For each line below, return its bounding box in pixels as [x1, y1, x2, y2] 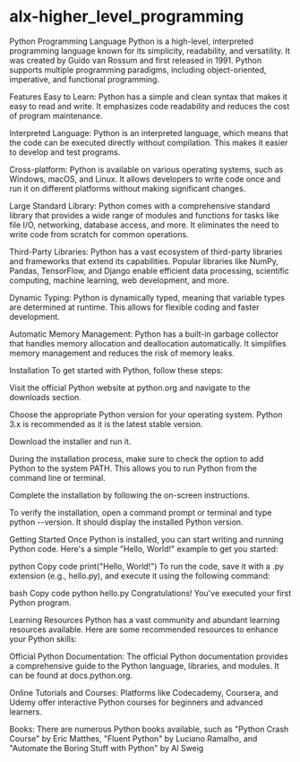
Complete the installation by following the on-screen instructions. [9, 490, 251, 501]
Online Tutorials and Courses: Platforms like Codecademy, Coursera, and [9, 687, 279, 698]
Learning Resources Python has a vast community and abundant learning [9, 614, 280, 625]
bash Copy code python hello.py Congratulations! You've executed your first [9, 587, 292, 598]
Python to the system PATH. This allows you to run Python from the [9, 463, 258, 474]
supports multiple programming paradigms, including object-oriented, [9, 64, 267, 75]
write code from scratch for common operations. [9, 228, 190, 239]
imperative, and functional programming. [9, 73, 159, 84]
